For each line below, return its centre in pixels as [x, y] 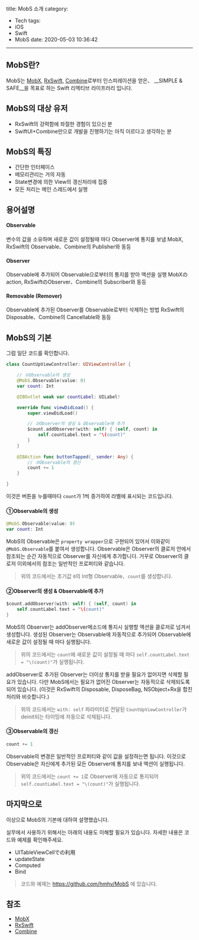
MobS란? [23, 65]
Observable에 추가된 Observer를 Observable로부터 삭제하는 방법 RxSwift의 [95, 310]
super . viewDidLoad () [53, 413]
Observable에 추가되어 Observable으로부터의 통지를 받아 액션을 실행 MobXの [97, 275]
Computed [28, 865]
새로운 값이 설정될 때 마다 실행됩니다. [49, 642]
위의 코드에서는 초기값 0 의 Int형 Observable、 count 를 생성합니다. [97, 576]
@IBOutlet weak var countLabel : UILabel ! [68, 397]
